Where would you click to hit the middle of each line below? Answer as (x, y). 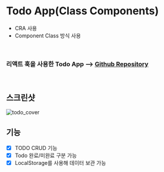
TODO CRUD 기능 (36, 148)
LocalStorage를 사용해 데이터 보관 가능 (60, 162)
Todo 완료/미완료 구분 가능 (46, 155)
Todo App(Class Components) (83, 11)
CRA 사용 (26, 28)
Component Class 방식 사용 (48, 35)
